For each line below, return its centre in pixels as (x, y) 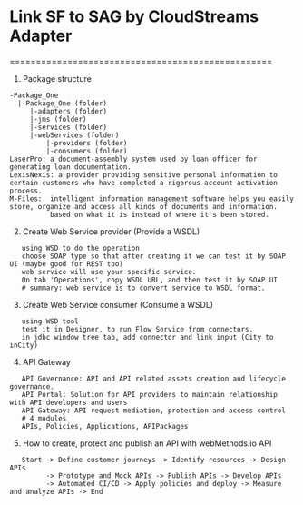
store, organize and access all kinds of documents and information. (144, 206)
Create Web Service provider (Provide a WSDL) (111, 231)
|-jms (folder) (59, 119)
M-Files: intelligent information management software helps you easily (152, 198)
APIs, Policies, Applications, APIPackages (105, 426)
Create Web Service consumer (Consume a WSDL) (118, 304)
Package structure (57, 78)
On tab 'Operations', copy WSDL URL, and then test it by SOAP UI (150, 280)
